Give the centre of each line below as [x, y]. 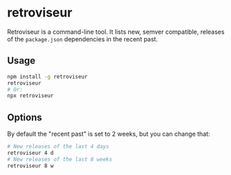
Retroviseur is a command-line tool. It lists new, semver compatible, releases [116, 32]
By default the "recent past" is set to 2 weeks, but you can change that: [109, 134]
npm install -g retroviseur [48, 76]
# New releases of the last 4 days [58, 147]
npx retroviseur [30, 96]
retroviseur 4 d [30, 153]
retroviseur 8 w [30, 166]
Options [25, 117]
